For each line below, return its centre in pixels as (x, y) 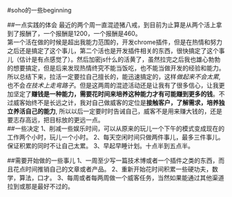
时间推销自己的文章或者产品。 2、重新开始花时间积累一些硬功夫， (119, 169)
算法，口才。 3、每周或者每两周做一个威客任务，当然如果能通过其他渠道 (122, 178)
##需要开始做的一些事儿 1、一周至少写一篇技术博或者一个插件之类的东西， (113, 160)
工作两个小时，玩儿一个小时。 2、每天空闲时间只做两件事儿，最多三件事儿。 (116, 137)
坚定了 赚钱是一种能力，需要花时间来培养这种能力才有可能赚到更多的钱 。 (116, 94)
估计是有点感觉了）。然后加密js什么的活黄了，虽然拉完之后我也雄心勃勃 (120, 59)
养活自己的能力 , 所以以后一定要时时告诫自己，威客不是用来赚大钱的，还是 (117, 111)
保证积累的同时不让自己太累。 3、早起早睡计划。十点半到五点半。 (101, 146)
